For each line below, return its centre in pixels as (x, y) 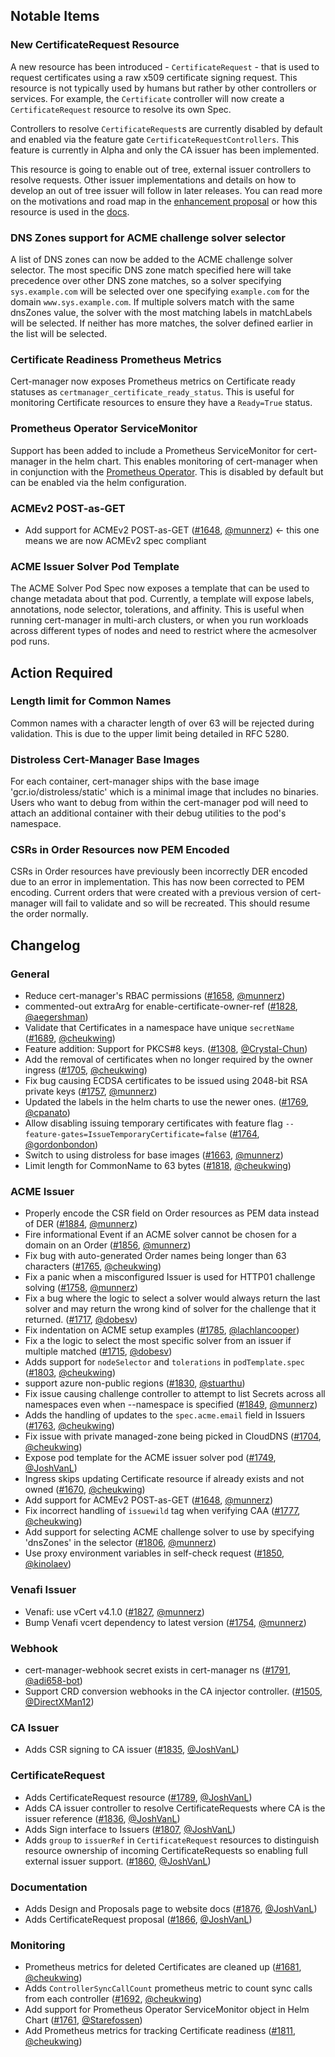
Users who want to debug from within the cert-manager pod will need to (159, 803)
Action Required (61, 672)
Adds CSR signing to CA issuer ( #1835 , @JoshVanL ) (132, 1750)
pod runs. (30, 641)
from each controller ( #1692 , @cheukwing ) (113, 1999)
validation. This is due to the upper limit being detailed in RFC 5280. (150, 733)
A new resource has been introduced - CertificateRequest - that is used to (165, 66)
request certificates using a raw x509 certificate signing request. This (154, 77)
